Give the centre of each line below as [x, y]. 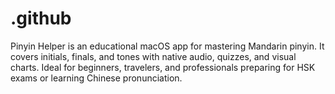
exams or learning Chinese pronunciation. [96, 78]
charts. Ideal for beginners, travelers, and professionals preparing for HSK [163, 67]
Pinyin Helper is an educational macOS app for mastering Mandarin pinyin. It [167, 46]
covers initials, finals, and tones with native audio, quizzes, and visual [153, 56]
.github [41, 18]
